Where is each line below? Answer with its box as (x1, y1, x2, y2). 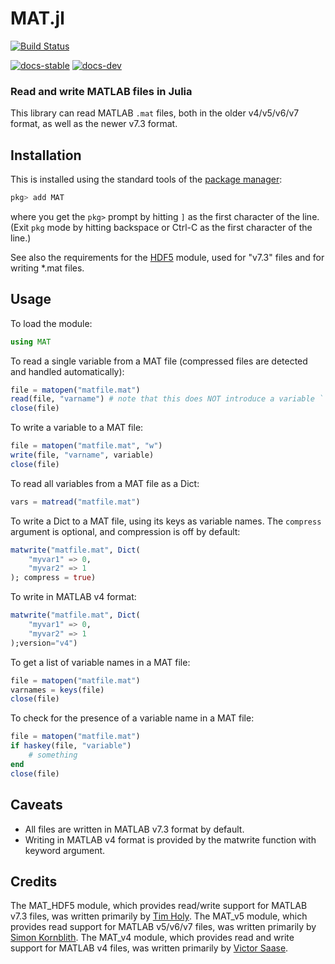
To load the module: (10, 317, 93, 329)
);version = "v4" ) (10, 638, 78, 648)
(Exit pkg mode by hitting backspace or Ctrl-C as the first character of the (10, 221, 313, 233)
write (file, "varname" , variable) (10, 450, 155, 461)
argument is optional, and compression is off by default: (10, 525, 241, 537)
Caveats (10, 797, 63, 814)
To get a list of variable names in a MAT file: (10, 656, 191, 668)
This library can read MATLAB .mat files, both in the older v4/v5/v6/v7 (10, 107, 300, 119)
